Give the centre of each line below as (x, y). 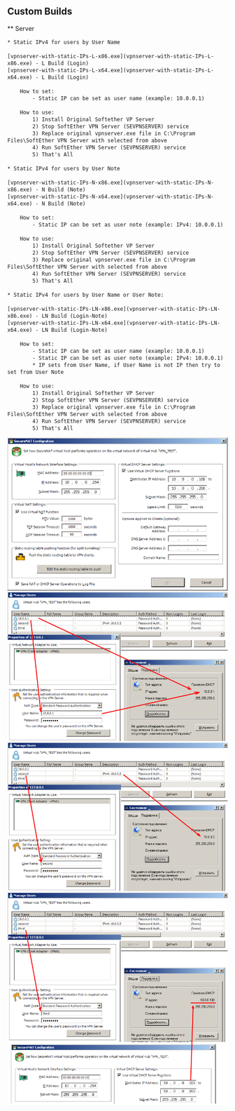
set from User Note (36, 372)
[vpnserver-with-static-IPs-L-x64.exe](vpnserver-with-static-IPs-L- (111, 70)
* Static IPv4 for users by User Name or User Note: (86, 295)
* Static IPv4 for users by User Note (64, 168)
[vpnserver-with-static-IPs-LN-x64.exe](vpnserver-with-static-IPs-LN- (114, 323)
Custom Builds (40, 12)
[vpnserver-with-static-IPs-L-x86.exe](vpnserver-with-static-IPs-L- (111, 56)
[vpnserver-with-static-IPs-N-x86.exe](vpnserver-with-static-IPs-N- (111, 182)
